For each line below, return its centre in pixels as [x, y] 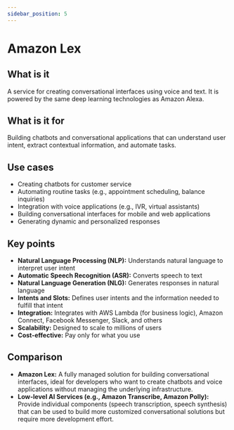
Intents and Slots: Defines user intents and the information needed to [118, 298]
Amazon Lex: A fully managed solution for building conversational [113, 374]
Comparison [35, 357]
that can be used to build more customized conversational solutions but [121, 411]
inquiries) [31, 199]
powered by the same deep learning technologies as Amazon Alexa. [106, 98]
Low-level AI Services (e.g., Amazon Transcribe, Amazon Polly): [113, 396]
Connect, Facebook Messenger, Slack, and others [90, 320]
